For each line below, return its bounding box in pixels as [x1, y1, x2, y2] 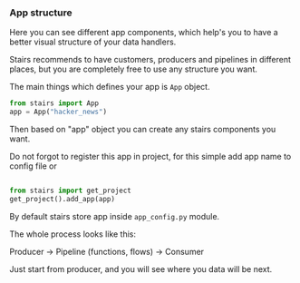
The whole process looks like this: [9, 229, 137, 239]
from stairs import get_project [9, 186, 131, 196]
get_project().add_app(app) [9, 194, 116, 203]
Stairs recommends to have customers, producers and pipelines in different [9, 54, 292, 65]
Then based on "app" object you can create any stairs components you [9, 124, 276, 135]
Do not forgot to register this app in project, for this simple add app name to [9, 151, 292, 162]
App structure [9, 6, 73, 19]
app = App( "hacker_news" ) [9, 107, 107, 117]
